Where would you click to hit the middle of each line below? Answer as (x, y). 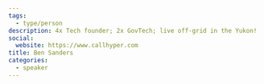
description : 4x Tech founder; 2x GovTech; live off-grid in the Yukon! (133, 30)
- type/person (39, 23)
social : (21, 38)
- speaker (32, 68)
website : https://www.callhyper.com (77, 46)
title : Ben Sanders (41, 53)
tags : (17, 16)
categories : (28, 61)
